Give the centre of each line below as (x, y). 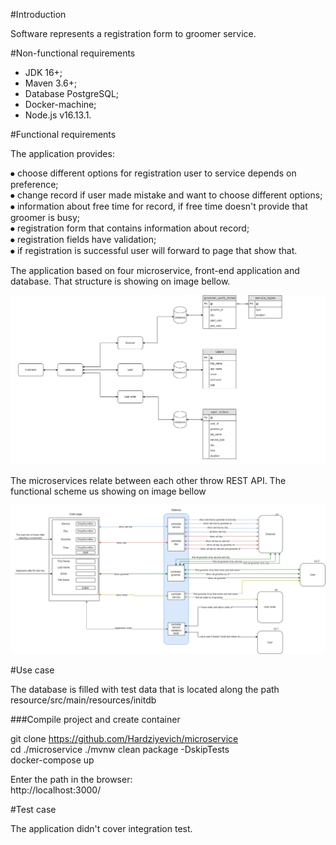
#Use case (32, 670)
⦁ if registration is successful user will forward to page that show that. (154, 250)
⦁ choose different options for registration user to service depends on (153, 173)
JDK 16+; (43, 72)
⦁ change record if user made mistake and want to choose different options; (166, 195)
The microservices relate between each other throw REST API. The (148, 481)
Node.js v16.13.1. (58, 115)
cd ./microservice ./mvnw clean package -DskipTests (120, 750)
